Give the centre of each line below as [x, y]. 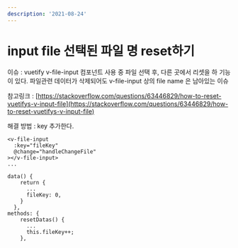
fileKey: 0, [44, 195]
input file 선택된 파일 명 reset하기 [101, 51]
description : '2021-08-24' [47, 14]
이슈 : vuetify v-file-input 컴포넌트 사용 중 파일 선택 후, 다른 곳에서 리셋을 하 [113, 72]
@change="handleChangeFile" [55, 152]
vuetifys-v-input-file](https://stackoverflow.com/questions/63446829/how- [118, 104]
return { [33, 182]
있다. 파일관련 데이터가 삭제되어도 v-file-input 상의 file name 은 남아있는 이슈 [121, 81]
